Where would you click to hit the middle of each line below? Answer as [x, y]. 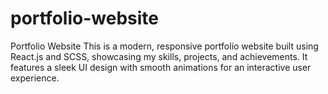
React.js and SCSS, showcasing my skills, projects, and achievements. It [159, 56]
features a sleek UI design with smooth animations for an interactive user [161, 67]
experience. [35, 78]
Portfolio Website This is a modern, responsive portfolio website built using [164, 46]
